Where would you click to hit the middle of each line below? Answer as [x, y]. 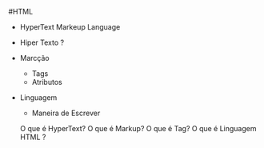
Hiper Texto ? [42, 42]
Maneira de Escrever [66, 113]
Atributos [47, 82]
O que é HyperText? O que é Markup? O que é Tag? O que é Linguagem [138, 128]
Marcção [34, 58]
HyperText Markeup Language [70, 27]
